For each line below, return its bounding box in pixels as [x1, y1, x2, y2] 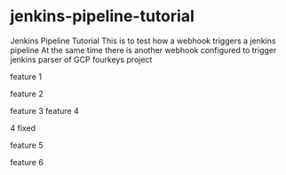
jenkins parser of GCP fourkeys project [10, 54, 153, 65]
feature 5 [10, 140, 44, 150]
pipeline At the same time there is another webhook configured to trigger [10, 44, 277, 55]
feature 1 [10, 71, 43, 81]
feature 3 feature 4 [10, 105, 79, 116]
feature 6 [10, 156, 44, 167]
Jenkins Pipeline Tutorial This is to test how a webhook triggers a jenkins [10, 35, 276, 46]
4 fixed [10, 122, 36, 133]
